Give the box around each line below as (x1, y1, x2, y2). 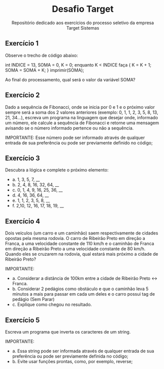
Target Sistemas (66, 25, 99, 31)
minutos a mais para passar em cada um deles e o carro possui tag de (12, 291, 155, 297)
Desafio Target (52, 3, 114, 15)
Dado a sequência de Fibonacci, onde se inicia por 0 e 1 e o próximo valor (5, 104, 155, 110)
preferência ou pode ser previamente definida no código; (12, 353, 129, 359)
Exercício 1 (5, 39, 39, 48)
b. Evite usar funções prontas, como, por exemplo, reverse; (12, 359, 133, 364)
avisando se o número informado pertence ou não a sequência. (5, 125, 134, 131)
